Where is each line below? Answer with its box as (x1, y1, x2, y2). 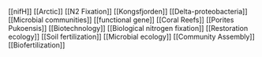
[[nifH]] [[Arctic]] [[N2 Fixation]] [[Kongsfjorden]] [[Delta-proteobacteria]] (8, 7, 248, 16)
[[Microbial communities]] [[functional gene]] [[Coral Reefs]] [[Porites (8, 15, 234, 25)
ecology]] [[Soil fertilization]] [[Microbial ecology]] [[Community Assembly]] (8, 32, 255, 41)
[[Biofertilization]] (8, 40, 65, 50)
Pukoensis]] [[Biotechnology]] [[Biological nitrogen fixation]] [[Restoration (8, 24, 249, 32)
